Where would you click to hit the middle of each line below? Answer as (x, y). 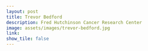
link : (13, 33)
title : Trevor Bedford (34, 17)
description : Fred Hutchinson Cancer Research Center (74, 22)
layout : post (22, 11)
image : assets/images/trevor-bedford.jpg (58, 28)
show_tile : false (28, 39)
